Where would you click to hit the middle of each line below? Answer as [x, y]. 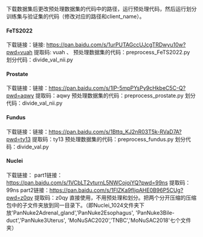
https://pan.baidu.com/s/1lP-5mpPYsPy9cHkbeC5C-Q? [117, 88]
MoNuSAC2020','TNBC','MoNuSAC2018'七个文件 [130, 220]
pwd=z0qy [20, 197]
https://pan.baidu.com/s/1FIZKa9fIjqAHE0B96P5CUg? [116, 190]
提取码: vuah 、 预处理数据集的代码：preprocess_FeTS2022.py [112, 52]
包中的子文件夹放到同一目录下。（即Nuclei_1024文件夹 [73, 205]
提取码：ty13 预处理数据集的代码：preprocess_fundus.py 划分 [109, 139]
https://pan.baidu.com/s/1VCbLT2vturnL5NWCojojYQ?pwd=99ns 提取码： [98, 182]
